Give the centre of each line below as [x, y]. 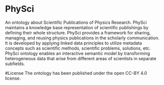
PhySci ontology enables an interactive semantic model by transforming [78, 53]
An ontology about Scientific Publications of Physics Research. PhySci [76, 22]
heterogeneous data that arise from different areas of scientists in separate [81, 58]
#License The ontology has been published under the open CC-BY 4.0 [76, 73]
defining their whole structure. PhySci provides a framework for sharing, [78, 33]
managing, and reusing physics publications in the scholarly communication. [82, 38]
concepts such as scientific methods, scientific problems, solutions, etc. [78, 48]
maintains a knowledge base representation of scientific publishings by [77, 27]
